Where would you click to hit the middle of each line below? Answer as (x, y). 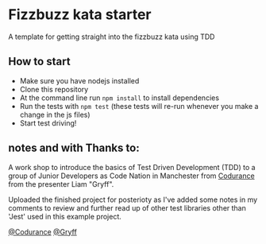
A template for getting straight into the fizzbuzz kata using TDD (112, 37)
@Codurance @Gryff (42, 231)
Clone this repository (54, 89)
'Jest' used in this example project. (65, 216)
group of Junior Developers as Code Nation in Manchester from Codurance (132, 176)
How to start (39, 62)
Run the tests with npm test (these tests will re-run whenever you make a (139, 106)
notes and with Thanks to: (74, 148)
